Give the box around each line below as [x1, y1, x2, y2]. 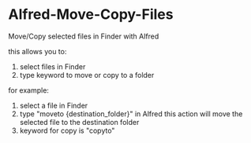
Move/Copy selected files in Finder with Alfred [8, 31, 159, 41]
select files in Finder [19, 61, 86, 71]
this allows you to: [8, 46, 67, 56]
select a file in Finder [19, 101, 88, 110]
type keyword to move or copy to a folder [19, 70, 155, 79]
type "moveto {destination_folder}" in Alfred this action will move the [19, 108, 243, 119]
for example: [8, 85, 50, 95]
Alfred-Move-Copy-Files [8, 5, 174, 24]
